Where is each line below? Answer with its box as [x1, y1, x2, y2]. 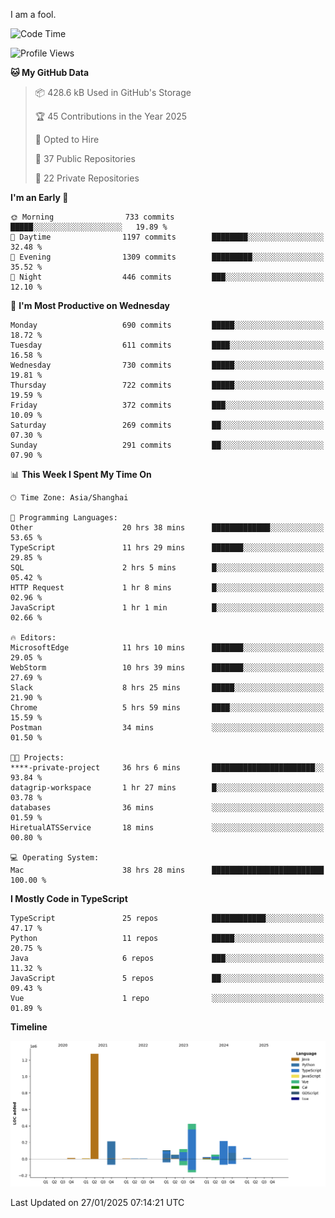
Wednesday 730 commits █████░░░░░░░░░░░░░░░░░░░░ [10, 360, 325, 370]
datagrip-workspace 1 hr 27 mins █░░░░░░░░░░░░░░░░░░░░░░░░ [10, 783, 325, 793]
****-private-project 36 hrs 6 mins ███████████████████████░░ [10, 763, 325, 773]
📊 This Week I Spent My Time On [10, 469, 152, 480]
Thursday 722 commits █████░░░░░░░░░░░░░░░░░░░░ [10, 380, 325, 390]
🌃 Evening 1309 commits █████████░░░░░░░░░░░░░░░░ [10, 252, 325, 262]
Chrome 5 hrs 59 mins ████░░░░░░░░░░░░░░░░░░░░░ [10, 703, 325, 713]
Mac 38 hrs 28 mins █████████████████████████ [10, 865, 325, 875]
